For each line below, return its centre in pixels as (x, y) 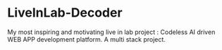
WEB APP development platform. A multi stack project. (86, 39)
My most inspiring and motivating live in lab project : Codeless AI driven (111, 32)
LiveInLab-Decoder (65, 13)
